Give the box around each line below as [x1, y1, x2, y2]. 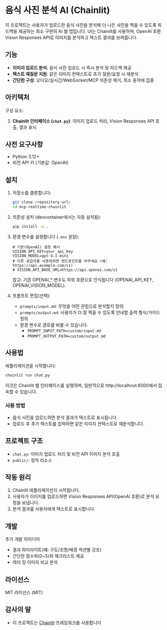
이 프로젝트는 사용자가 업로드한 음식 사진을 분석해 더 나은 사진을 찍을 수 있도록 [5, 22, 157, 28]
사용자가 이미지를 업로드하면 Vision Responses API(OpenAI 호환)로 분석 [12, 493, 155, 499]
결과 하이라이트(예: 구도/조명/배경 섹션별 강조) [12, 547, 102, 553]
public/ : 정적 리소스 [12, 457, 52, 463]
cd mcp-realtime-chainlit [12, 205, 66, 210]
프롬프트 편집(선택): [12, 292, 51, 298]
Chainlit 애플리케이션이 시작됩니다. [12, 487, 80, 493]
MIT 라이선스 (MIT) [5, 590, 43, 596]
